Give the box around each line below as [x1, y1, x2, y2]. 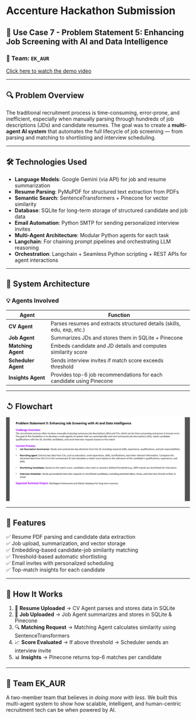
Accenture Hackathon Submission [6, 4, 176, 18]
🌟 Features [6, 518, 46, 528]
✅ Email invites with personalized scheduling [6, 560, 114, 567]
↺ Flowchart [6, 401, 53, 411]
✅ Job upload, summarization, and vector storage [6, 540, 126, 547]
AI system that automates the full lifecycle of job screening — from [21, 128, 183, 135]
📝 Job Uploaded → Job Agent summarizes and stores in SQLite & [14, 611, 172, 618]
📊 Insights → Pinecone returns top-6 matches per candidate [14, 654, 162, 661]
